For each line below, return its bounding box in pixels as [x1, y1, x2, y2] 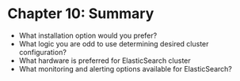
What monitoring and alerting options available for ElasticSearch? [18, 64, 233, 73]
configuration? [18, 47, 67, 57]
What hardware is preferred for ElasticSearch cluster [18, 56, 191, 65]
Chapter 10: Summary [7, 5, 154, 23]
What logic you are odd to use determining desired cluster [18, 39, 209, 48]
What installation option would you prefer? [18, 31, 158, 40]
